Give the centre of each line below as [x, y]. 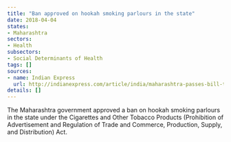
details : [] [24, 90]
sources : [20, 71]
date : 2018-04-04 [32, 20]
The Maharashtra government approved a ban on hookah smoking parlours [114, 110]
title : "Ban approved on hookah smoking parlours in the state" [101, 13]
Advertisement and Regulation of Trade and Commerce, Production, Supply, [115, 125]
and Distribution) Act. [37, 132]
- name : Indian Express [41, 78]
